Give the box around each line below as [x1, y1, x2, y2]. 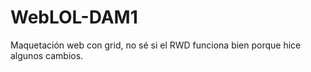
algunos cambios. [10, 49, 84, 61]
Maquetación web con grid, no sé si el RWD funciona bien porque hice [10, 39, 302, 51]
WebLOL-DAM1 [10, 6, 138, 29]
